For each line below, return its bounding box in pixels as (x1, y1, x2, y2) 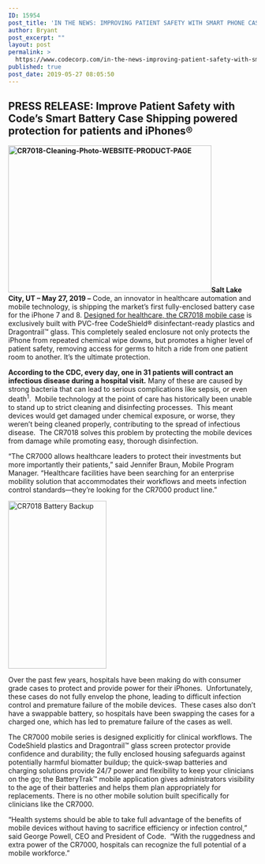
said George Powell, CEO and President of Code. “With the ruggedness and (8, 832, 256, 841)
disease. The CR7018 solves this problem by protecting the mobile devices (8, 428, 252, 438)
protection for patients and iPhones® (8, 124, 193, 138)
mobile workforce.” (8, 848, 70, 858)
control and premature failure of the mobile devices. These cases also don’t (8, 701, 256, 710)
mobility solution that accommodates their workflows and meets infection (8, 477, 247, 486)
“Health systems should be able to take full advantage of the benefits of (8, 815, 242, 825)
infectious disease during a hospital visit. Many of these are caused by (8, 376, 243, 385)
